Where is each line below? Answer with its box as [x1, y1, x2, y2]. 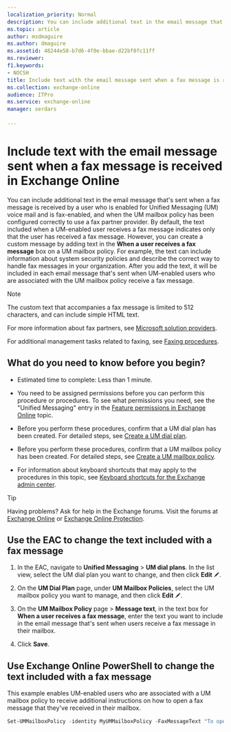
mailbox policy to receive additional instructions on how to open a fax [7, 697, 203, 705]
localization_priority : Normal [7, 11, 97, 18]
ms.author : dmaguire [7, 40, 67, 48]
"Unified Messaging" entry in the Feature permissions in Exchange [16, 404, 206, 412]
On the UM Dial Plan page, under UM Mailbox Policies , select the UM [16, 584, 214, 593]
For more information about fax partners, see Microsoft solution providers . [7, 324, 218, 332]
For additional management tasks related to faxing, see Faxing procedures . [7, 337, 219, 345]
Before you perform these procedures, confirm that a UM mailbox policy [16, 445, 222, 453]
